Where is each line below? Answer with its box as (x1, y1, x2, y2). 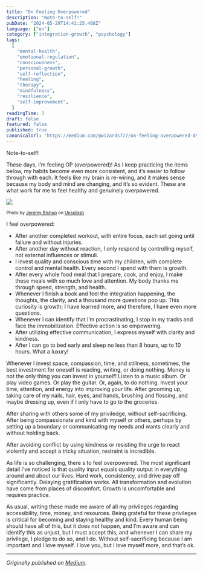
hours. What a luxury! (14, 347, 69, 355)
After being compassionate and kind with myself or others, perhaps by (6, 416, 182, 424)
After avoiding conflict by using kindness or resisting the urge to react (6, 441, 180, 448)
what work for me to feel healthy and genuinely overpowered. (6, 186, 160, 194)
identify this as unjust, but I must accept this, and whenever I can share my (6, 528, 193, 536)
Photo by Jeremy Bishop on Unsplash (6, 209, 85, 215)
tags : (6, 37, 20, 43)
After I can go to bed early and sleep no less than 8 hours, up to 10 (14, 341, 181, 349)
